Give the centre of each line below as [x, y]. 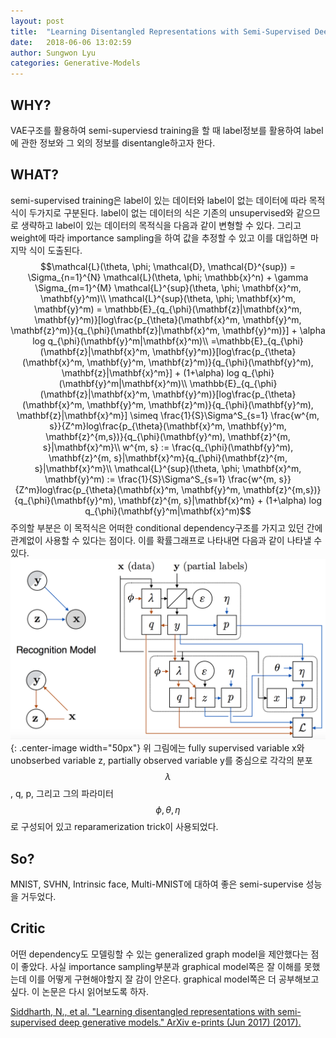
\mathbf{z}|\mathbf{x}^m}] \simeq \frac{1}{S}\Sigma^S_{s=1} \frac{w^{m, [168, 415]
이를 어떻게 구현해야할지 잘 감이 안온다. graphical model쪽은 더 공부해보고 [174, 979]
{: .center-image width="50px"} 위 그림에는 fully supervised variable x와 [157, 748]
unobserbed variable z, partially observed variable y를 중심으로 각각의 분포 [161, 761]
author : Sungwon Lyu [53, 53]
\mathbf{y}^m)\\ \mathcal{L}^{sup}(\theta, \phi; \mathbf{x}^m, [168, 298]
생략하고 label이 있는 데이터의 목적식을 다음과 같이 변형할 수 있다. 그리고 [161, 225]
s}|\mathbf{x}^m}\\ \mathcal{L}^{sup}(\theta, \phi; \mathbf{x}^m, [168, 468]
